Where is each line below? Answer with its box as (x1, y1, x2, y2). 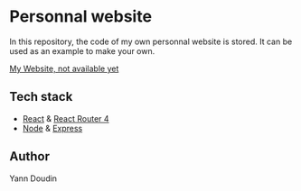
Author (9, 149, 50, 164)
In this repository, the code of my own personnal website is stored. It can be (9, 36, 293, 47)
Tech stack (9, 89, 73, 105)
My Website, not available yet (9, 63, 119, 74)
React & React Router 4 (22, 113, 110, 123)
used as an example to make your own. (9, 45, 155, 56)
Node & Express (22, 123, 83, 133)
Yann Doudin (9, 173, 57, 184)
